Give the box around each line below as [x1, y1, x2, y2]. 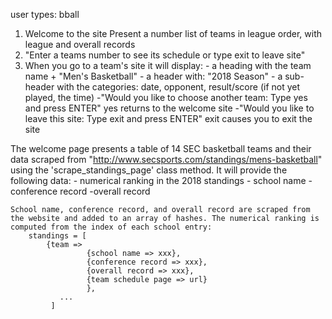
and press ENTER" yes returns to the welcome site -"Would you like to [24, 102, 315, 114]
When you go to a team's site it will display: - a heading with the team [24, 60, 312, 71]
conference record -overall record [10, 185, 151, 197]
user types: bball [10, 9, 80, 20]
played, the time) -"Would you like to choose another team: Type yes [24, 92, 308, 103]
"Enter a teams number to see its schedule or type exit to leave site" [24, 49, 306, 61]
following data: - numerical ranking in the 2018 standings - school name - [10, 175, 313, 186]
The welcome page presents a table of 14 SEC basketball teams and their [10, 143, 312, 154]
